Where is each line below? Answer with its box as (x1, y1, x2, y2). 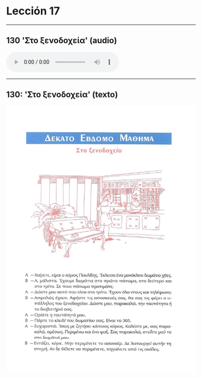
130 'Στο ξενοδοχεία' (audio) (6, 35, 117, 46)
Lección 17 (6, 4, 60, 18)
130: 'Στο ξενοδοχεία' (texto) (6, 90, 118, 100)
